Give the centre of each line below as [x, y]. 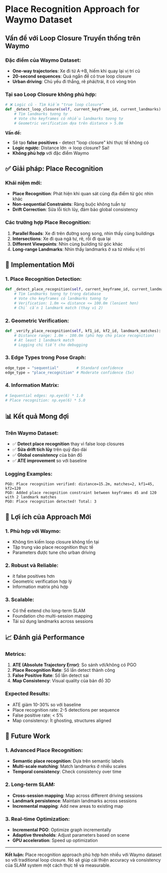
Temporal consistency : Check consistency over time [67, 772]
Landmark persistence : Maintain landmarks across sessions [75, 801]
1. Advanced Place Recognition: [44, 750]
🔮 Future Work [28, 736]
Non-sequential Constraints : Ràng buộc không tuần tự [69, 204]
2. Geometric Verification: [37, 321]
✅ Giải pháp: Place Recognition [54, 169]
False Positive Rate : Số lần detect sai [50, 675]
